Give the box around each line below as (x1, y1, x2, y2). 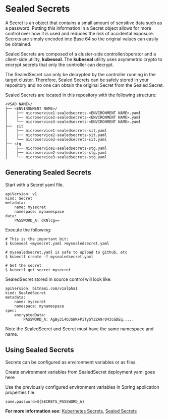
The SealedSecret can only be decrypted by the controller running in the (5, 71, 156, 77)
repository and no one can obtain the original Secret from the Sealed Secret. (5, 82, 164, 88)
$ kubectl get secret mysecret (5, 267, 71, 272)
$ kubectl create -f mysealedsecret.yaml (5, 254, 94, 259)
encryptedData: (14, 312, 46, 318)
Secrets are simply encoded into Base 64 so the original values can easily (5, 36, 159, 42)
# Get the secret (5, 263, 42, 268)
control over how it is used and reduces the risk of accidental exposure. (5, 30, 154, 36)
